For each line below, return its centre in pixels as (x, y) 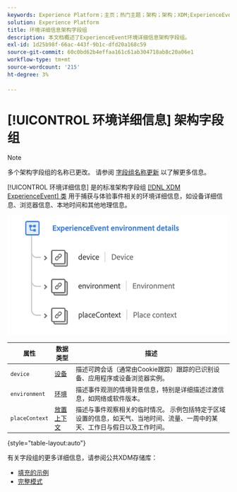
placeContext (29, 418)
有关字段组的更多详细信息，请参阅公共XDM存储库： (83, 458)
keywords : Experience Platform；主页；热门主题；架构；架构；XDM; (99, 15)
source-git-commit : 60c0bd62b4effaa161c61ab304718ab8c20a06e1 (101, 52)
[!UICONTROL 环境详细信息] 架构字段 (116, 120)
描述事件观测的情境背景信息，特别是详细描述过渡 (146, 389)
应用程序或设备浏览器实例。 (128, 378)
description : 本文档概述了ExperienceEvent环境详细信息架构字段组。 (99, 37)
